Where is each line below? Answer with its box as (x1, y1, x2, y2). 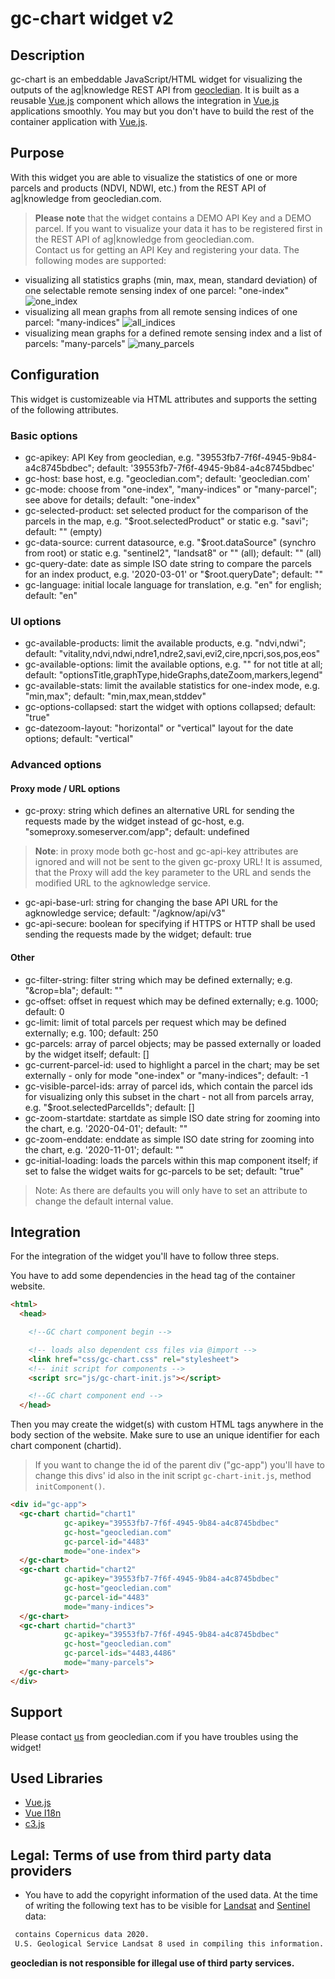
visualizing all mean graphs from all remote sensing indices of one (24, 305, 298, 317)
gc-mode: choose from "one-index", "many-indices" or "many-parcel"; (24, 483, 318, 495)
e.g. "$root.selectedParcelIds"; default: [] (24, 1101, 195, 1113)
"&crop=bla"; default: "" (24, 984, 123, 996)
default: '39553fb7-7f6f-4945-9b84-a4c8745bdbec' (96, 462, 315, 474)
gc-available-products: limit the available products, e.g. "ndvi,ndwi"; (24, 637, 307, 649)
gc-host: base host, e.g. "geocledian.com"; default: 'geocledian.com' (24, 472, 310, 484)
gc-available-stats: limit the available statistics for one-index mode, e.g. (24, 680, 321, 692)
